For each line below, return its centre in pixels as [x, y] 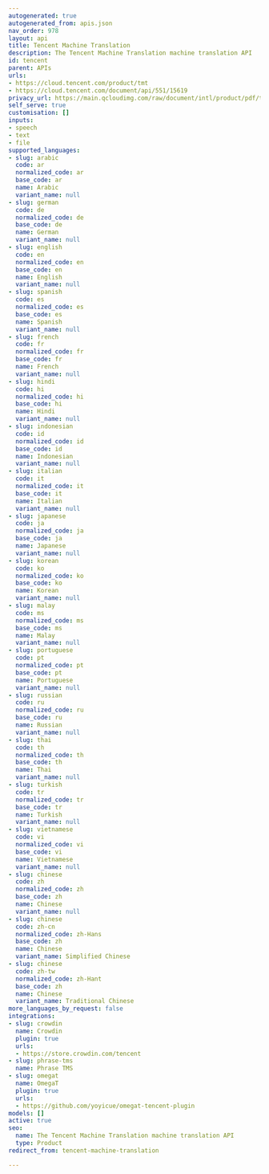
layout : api [28, 38]
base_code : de [39, 225]
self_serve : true [37, 105]
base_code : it [39, 493]
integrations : [32, 1017]
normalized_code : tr [50, 800]
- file [19, 143]
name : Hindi [36, 412]
